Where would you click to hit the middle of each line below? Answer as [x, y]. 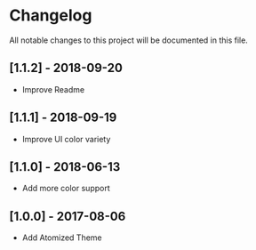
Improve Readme [53, 89]
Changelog [51, 16]
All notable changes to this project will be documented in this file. [129, 40]
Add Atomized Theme [62, 238]
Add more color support [66, 189]
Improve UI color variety [66, 139]
